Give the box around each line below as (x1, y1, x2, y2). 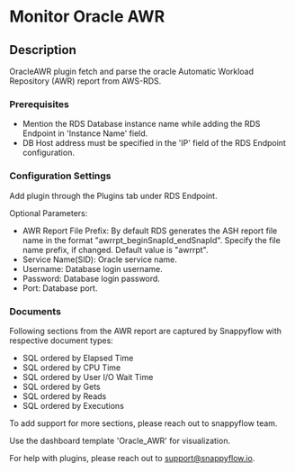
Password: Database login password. (22, 273, 160, 284)
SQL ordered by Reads (22, 390, 107, 402)
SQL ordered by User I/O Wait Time (22, 371, 154, 382)
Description (9, 42, 76, 58)
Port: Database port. (22, 282, 98, 294)
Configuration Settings (9, 169, 112, 182)
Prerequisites (9, 97, 69, 110)
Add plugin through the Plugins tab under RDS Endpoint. (9, 190, 218, 201)
